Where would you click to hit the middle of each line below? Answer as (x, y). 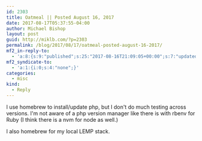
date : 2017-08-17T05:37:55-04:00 (48, 23)
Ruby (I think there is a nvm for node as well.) (62, 119)
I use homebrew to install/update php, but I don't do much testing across (96, 107)
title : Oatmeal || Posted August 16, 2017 (60, 17)
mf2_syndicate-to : (29, 62)
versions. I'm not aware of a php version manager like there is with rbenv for (101, 113)
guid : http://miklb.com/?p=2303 (47, 40)
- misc (20, 79)
